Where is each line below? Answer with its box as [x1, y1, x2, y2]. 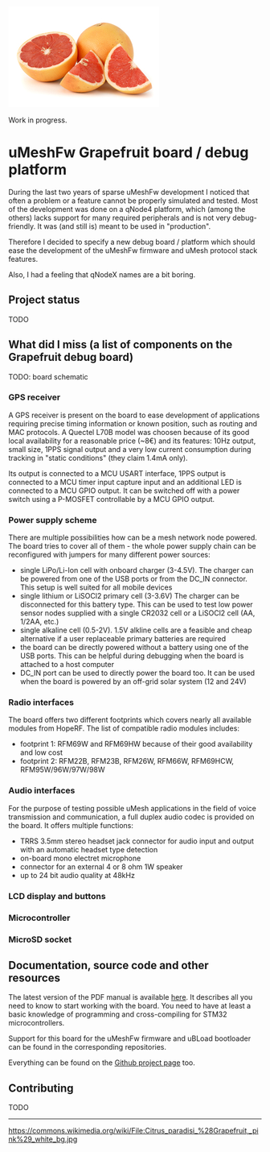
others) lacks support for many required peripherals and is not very [8, 213, 231, 222]
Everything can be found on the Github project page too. [8, 1058, 195, 1067]
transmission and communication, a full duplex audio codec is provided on [8, 812, 255, 822]
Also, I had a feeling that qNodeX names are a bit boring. [8, 269, 196, 280]
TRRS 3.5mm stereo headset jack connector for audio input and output [19, 836, 255, 846]
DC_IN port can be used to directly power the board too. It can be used [19, 668, 256, 678]
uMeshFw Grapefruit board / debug [8, 143, 249, 162]
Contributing [8, 1081, 74, 1095]
